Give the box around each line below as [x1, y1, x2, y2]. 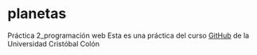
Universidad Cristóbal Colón [7, 38, 100, 48]
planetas [7, 5, 67, 23]
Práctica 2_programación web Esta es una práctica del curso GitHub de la [7, 31, 250, 40]
